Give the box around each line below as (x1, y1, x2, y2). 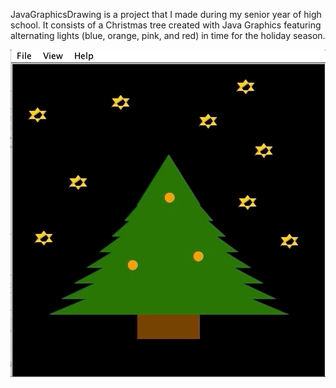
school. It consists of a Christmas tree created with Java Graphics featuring (10, 19, 322, 31)
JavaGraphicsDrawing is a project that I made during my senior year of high (10, 9, 322, 20)
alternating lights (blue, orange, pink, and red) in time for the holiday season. (10, 30, 326, 41)
